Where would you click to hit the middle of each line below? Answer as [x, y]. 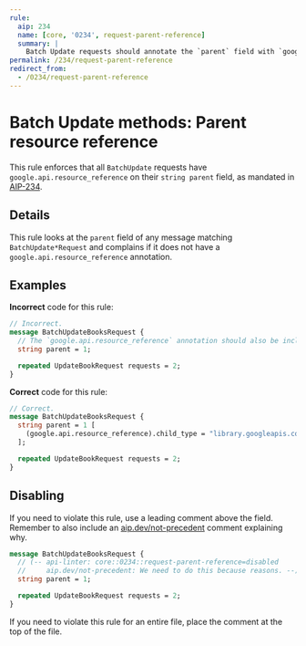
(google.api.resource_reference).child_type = [116, 434]
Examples [38, 285]
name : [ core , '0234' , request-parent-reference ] [112, 35]
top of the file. [36, 631]
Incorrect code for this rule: [61, 307]
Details [30, 215]
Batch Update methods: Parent [128, 122]
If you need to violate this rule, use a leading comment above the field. [141, 517]
